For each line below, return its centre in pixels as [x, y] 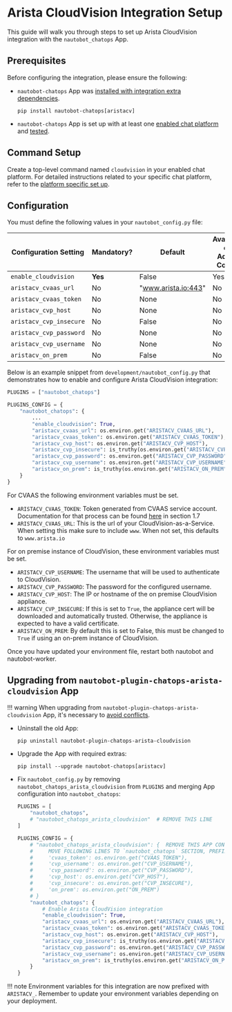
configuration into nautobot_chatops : [69, 794]
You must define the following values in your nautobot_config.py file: [105, 222]
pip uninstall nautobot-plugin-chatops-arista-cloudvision [104, 741]
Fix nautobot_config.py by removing [69, 779]
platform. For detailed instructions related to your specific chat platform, [109, 177]
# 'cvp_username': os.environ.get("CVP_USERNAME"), [112, 864]
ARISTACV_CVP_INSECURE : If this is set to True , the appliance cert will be [116, 608]
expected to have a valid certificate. [68, 623]
